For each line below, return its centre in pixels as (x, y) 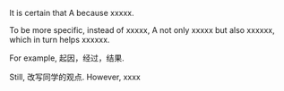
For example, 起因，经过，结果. (67, 58)
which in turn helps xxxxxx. (60, 40)
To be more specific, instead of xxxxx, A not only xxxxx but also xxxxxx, (142, 30)
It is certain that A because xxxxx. (72, 13)
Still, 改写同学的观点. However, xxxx (75, 77)
